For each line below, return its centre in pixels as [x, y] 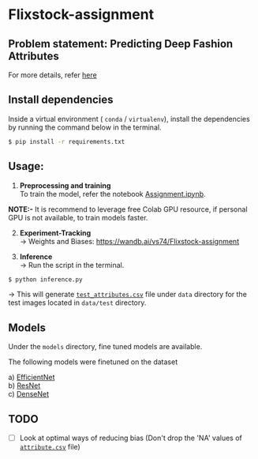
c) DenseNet [29, 394]
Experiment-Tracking [55, 233]
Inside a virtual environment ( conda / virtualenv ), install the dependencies [129, 119]
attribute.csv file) [50, 447]
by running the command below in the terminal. [85, 127]
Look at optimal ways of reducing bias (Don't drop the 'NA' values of [131, 438]
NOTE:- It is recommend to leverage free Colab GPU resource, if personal [128, 209]
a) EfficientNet [32, 378]
